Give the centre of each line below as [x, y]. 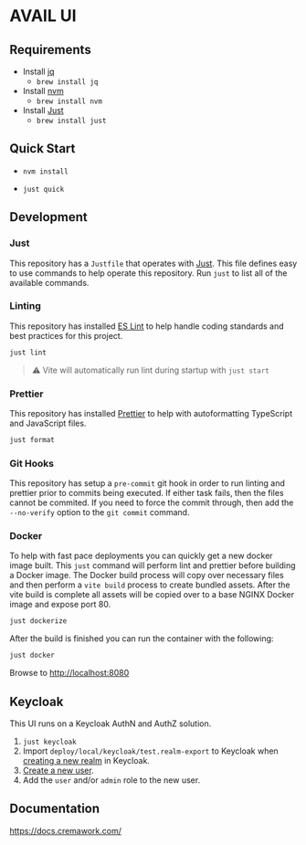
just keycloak [49, 742]
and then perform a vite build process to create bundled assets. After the [150, 585]
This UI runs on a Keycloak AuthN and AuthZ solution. [111, 724]
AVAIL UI [43, 16]
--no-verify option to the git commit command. [100, 512]
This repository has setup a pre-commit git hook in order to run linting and [148, 483]
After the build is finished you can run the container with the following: [142, 639]
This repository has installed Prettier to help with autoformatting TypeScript [151, 413]
